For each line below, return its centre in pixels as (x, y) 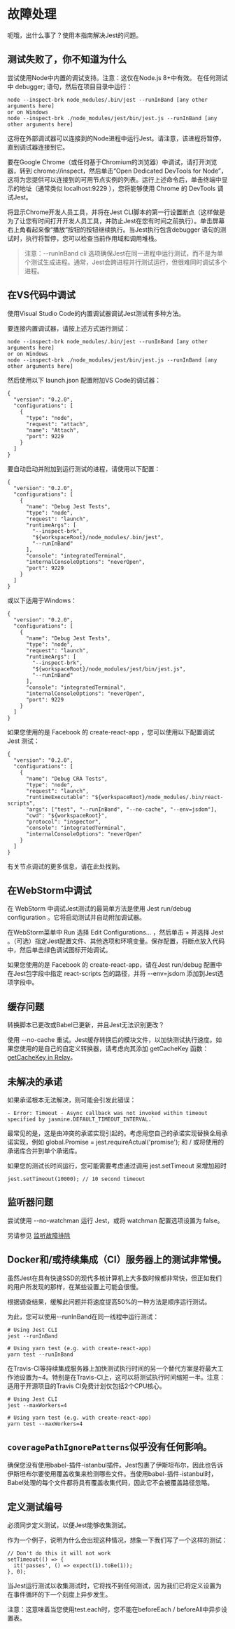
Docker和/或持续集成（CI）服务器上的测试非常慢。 (117, 1260)
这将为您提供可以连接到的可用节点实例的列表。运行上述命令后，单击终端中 (114, 179)
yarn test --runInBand (40, 1354)
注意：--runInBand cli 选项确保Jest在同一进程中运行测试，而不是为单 (124, 253)
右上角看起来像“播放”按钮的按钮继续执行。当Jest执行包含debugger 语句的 (114, 230)
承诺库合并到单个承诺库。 (44, 1151)
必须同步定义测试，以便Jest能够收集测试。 (69, 1525)
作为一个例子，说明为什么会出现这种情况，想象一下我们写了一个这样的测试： (117, 1540)
